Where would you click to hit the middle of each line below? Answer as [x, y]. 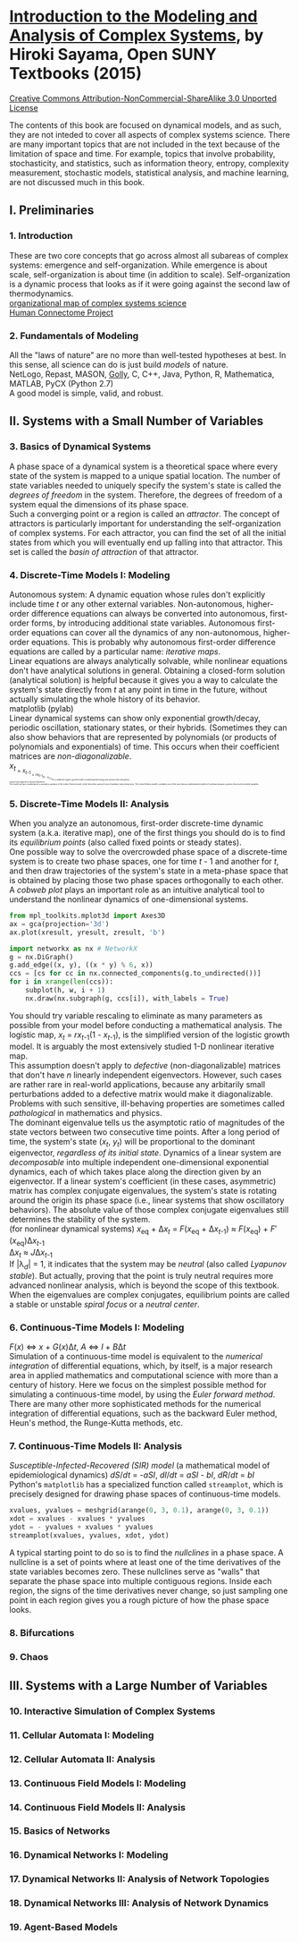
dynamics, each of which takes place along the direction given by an [135, 1172]
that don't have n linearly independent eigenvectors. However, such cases [146, 1075]
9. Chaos [29, 1657]
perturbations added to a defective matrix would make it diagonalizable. [141, 1094]
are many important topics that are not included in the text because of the [145, 144]
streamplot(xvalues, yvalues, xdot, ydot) [89, 1535]
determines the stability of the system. [80, 1220]
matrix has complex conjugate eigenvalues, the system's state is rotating [143, 1191]
